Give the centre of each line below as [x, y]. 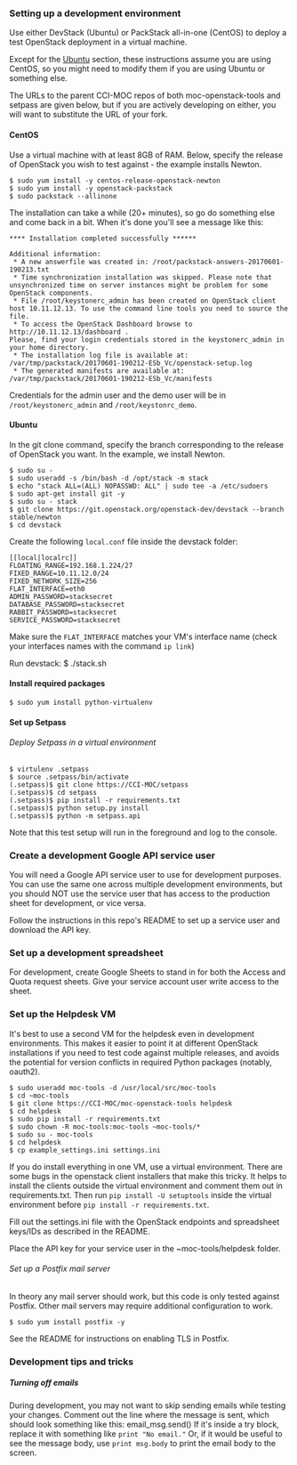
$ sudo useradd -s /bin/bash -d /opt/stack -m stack [109, 478]
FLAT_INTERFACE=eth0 [48, 589]
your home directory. [49, 347]
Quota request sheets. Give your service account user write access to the [144, 982]
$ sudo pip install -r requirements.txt [85, 1119]
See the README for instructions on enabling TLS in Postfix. [119, 1339]
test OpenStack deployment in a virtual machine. [98, 42]
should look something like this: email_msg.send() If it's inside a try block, [144, 1424]
